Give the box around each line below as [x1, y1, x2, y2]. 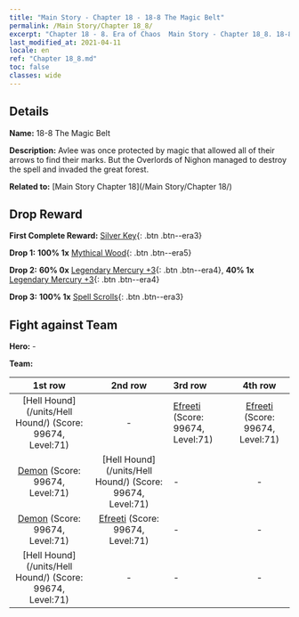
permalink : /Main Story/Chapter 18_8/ [9, 21, 153, 30]
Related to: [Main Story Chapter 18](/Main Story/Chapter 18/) [9, 181, 233, 191]
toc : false [9, 63, 50, 72]
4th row [242, 379, 277, 392]
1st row [32, 379, 67, 392]
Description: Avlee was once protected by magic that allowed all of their [9, 144, 275, 156]
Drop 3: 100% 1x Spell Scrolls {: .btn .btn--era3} [9, 291, 184, 303]
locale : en [9, 46, 50, 55]
